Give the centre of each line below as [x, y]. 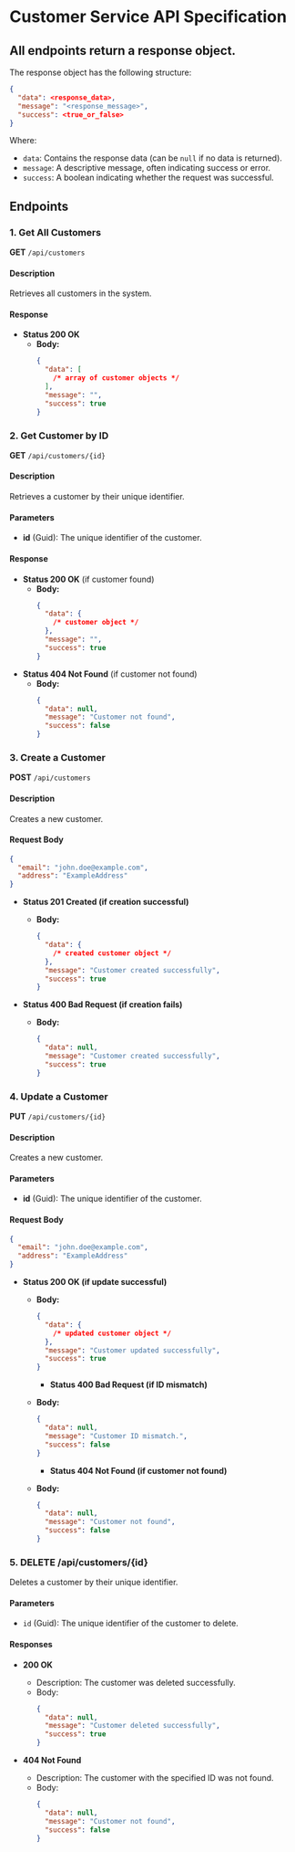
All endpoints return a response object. [123, 51]
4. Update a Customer [59, 1096]
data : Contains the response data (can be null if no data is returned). [152, 158]
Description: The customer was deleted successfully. [136, 1682]
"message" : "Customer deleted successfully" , [132, 1726]
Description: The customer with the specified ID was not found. [155, 1778]
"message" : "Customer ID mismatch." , [116, 1436]
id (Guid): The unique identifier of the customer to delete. [130, 1624]
